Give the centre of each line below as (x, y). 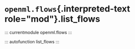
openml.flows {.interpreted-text (67, 9)
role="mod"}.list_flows (52, 19)
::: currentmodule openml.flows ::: (38, 32)
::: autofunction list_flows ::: (32, 41)
